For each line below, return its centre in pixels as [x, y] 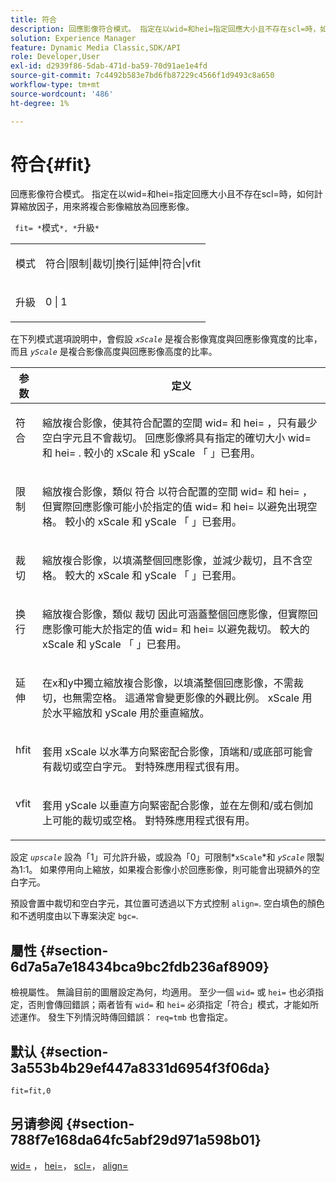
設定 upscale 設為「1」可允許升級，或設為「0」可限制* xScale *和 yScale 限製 [167, 857]
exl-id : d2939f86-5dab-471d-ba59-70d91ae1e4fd [109, 66]
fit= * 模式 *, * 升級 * [57, 228]
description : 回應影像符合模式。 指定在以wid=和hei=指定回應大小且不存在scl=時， [165, 29]
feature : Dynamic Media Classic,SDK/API [96, 47]
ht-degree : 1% [40, 103]
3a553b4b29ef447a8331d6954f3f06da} [140, 1067]
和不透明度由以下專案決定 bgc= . [74, 916]
